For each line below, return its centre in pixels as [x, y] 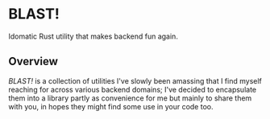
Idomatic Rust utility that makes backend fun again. [93, 36]
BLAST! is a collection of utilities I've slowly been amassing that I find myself [135, 80]
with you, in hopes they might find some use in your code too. [111, 106]
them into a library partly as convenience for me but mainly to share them [130, 98]
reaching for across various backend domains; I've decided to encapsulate [133, 89]
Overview [33, 62]
